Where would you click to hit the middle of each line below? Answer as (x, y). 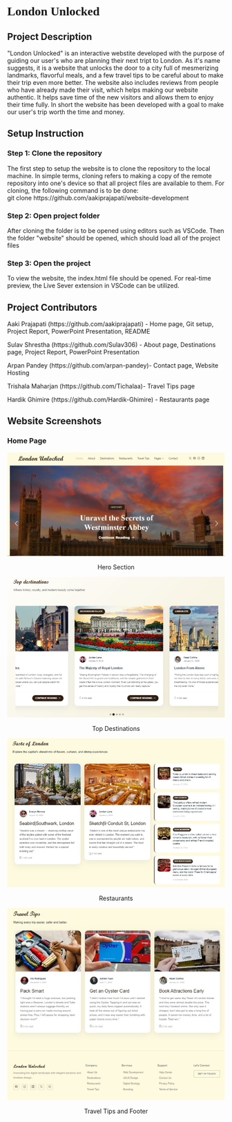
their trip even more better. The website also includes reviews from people (113, 83)
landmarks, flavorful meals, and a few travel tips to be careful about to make (115, 75)
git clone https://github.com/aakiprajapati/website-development (98, 198)
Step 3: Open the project (49, 263)
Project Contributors (52, 307)
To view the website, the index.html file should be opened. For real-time (109, 278)
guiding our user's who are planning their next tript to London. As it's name (114, 60)
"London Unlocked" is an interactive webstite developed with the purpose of (116, 53)
